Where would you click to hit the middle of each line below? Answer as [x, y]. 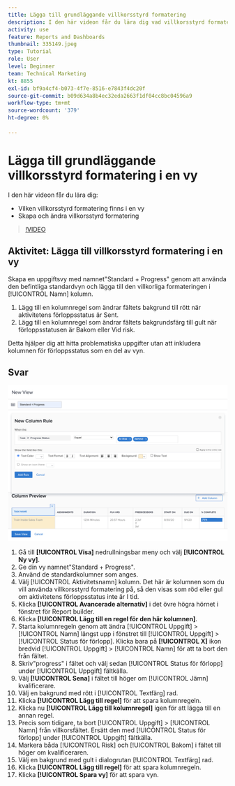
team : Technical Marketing [47, 73]
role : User [24, 59]
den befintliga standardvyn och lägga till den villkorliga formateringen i [109, 286]
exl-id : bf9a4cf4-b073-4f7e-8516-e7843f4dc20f [77, 88]
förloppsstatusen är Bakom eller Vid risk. [76, 329]
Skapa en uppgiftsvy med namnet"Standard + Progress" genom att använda [117, 279]
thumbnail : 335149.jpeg [43, 44]
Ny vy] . [29, 560]
